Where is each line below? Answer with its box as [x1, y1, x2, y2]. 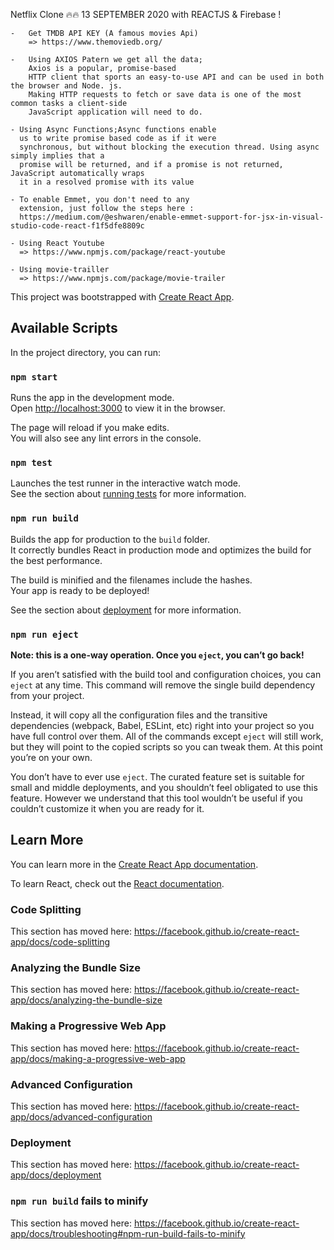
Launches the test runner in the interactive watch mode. [10, 477, 242, 489]
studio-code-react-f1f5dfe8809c [10, 221, 145, 231]
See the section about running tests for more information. [10, 488, 247, 500]
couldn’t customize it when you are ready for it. [10, 803, 205, 814]
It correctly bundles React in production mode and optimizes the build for [10, 544, 312, 556]
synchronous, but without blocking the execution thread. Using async [19, 142, 320, 152]
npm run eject [10, 629, 79, 640]
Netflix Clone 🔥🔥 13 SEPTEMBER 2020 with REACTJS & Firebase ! [10, 9, 282, 20]
